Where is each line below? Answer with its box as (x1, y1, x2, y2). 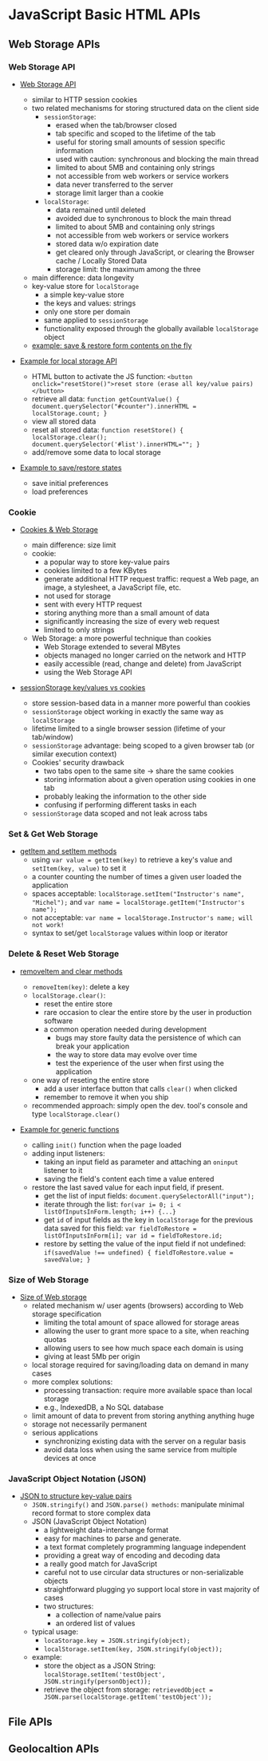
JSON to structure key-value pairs (19, 1491, 132, 1501)
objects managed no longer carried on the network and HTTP (43, 650, 246, 660)
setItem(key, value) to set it (31, 863, 127, 873)
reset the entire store (43, 999, 113, 1009)
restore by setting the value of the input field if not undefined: (43, 1238, 246, 1248)
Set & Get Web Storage (8, 828, 98, 839)
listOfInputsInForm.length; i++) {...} (43, 1207, 177, 1216)
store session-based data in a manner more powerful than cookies (31, 698, 251, 708)
